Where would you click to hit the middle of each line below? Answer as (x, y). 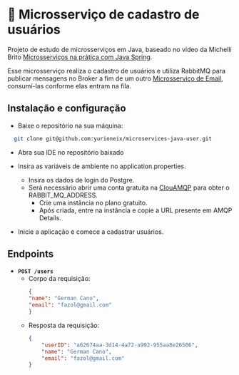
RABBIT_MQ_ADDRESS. (63, 195)
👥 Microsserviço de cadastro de (103, 15)
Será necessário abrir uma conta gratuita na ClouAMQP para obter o (129, 187)
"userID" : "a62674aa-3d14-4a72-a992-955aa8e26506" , (120, 345)
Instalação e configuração (67, 109)
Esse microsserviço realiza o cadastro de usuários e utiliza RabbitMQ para (117, 71)
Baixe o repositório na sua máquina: (70, 125)
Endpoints (31, 254)
